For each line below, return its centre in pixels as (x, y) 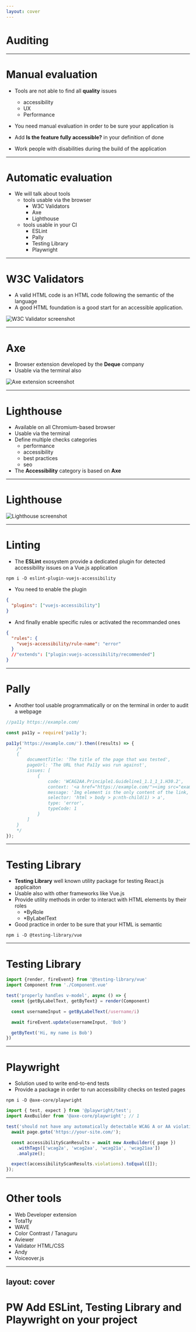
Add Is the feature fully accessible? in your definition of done (89, 137)
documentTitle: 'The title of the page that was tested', (99, 760)
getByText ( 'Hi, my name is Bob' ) (52, 1033)
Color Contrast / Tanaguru (46, 1234)
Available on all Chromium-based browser (65, 427)
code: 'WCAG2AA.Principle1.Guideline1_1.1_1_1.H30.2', (116, 781)
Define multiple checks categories (56, 440)
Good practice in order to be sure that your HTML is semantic (88, 924)
